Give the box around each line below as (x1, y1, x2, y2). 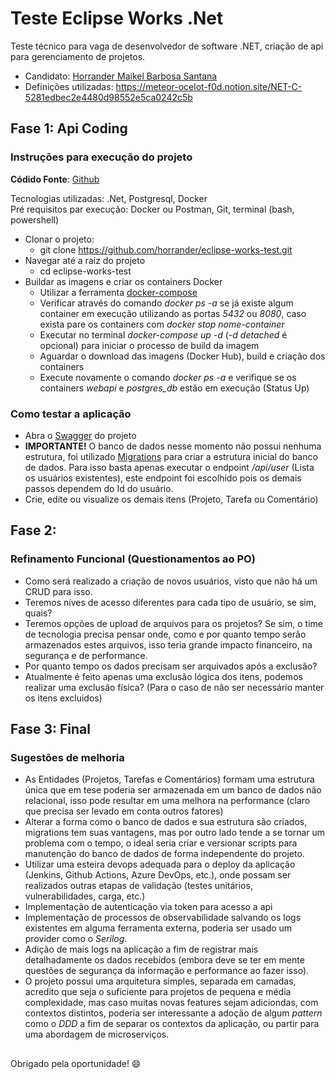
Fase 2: (10, 522, 57, 539)
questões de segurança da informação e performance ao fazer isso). (24, 965, 310, 977)
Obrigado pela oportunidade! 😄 (10, 1057, 142, 1069)
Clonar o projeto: (24, 233, 95, 245)
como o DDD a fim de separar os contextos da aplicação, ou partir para (24, 1018, 320, 1030)
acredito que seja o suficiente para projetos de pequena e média (24, 986, 292, 998)
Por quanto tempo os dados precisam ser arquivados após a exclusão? (24, 660, 318, 672)
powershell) (10, 213, 60, 226)
